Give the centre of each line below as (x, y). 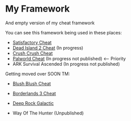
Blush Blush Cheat (32, 84)
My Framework (37, 9)
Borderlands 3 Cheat (34, 93)
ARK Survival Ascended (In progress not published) (66, 64)
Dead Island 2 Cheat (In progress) (48, 48)
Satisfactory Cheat (32, 42)
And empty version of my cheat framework (50, 23)
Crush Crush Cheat (33, 53)
